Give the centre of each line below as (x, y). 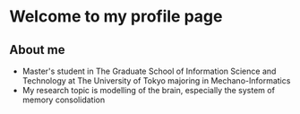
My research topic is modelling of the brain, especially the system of (149, 90)
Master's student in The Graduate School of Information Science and (149, 71)
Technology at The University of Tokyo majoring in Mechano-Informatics (156, 81)
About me (37, 50)
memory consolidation (64, 100)
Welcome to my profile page (116, 17)
